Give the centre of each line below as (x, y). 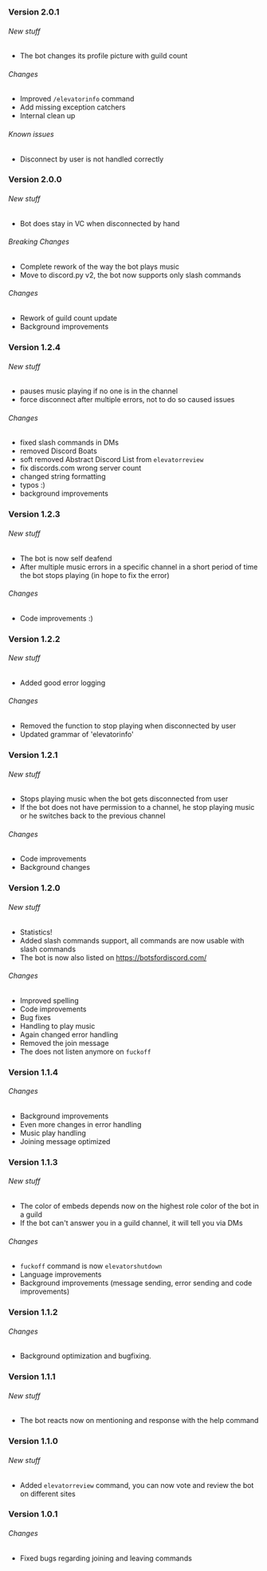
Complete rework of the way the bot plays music (99, 266)
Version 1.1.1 (32, 1377)
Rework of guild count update (69, 318)
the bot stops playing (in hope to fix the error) (94, 575)
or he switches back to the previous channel (92, 816)
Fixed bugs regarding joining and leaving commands (106, 1558)
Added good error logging (63, 683)
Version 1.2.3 (34, 514)
